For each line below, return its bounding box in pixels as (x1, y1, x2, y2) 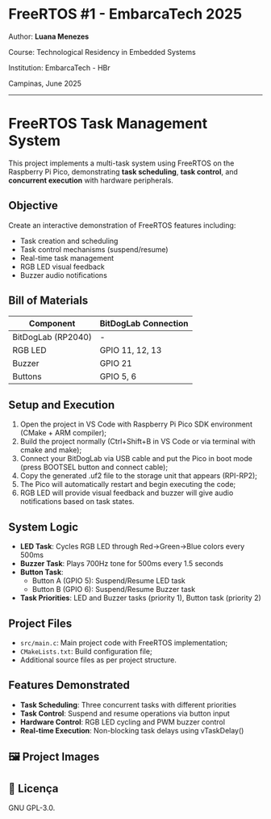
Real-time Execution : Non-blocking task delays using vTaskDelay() (19, 725, 244, 735)
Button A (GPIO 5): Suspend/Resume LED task (31, 576, 186, 586)
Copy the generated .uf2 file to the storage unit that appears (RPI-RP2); (19, 471, 258, 481)
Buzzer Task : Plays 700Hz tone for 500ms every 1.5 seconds (19, 559, 223, 569)
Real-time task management (19, 253, 115, 262)
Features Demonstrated (8, 678, 131, 692)
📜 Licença (8, 781, 59, 796)
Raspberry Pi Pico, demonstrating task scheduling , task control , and (8, 166, 238, 176)
